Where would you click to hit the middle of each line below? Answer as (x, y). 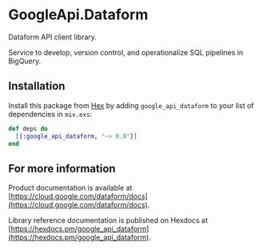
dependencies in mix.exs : (50, 114)
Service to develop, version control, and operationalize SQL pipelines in (126, 52)
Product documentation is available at (70, 188)
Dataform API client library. (53, 37)
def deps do (28, 129)
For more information (62, 169)
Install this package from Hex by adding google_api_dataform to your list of (131, 105)
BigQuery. (25, 61)
